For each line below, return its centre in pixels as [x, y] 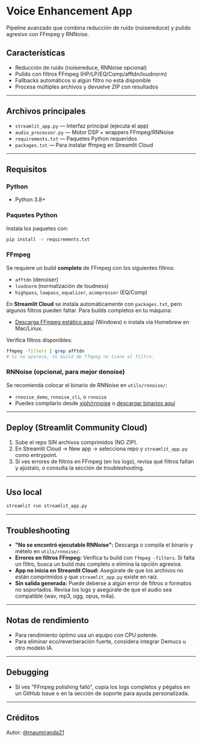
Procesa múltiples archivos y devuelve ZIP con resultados [87, 87]
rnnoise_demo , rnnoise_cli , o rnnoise [61, 397]
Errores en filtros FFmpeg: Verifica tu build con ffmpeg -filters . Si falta [105, 558]
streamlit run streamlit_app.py [47, 506]
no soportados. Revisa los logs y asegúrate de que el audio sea [93, 590]
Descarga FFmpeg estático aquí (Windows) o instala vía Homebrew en [102, 322]
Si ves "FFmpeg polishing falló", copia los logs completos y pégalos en [103, 687]
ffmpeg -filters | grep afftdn [45, 351]
